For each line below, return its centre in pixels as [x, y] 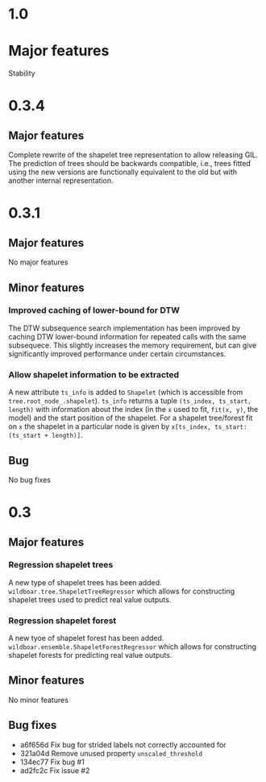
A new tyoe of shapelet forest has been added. [86, 638]
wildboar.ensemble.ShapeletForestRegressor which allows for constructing [132, 647]
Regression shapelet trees [61, 565]
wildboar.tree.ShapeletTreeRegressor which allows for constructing [122, 591]
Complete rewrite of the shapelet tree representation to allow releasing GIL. [133, 155]
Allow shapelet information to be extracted [94, 374]
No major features [38, 262]
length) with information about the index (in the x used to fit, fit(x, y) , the [133, 410]
